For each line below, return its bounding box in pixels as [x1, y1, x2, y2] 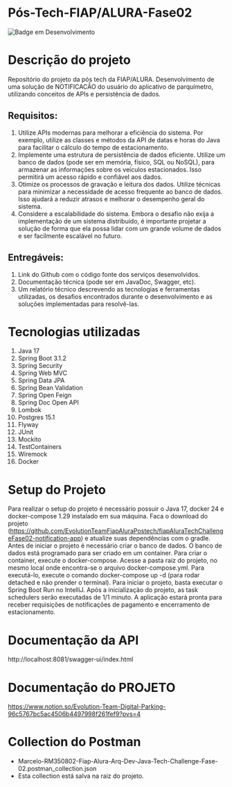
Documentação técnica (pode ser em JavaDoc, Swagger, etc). [17, 278, 196, 286]
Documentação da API [8, 632, 139, 648]
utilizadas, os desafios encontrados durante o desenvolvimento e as [17, 292, 213, 301]
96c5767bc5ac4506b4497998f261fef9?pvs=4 [8, 710, 141, 718]
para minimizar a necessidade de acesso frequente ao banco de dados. [17, 187, 223, 196]
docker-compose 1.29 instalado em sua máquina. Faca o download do [8, 512, 208, 521]
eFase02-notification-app [8, 534, 82, 543]
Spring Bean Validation [17, 384, 84, 392]
